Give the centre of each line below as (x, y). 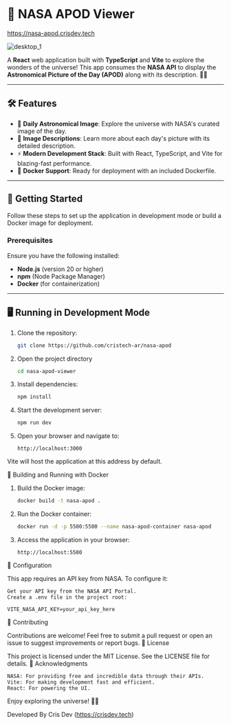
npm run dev (34, 423)
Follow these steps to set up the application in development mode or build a (114, 215)
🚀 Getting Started (45, 199)
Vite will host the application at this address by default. (85, 461)
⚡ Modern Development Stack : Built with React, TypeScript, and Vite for (120, 153)
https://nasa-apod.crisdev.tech (51, 33)
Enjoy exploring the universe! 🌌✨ (53, 701)
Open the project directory (55, 359)
